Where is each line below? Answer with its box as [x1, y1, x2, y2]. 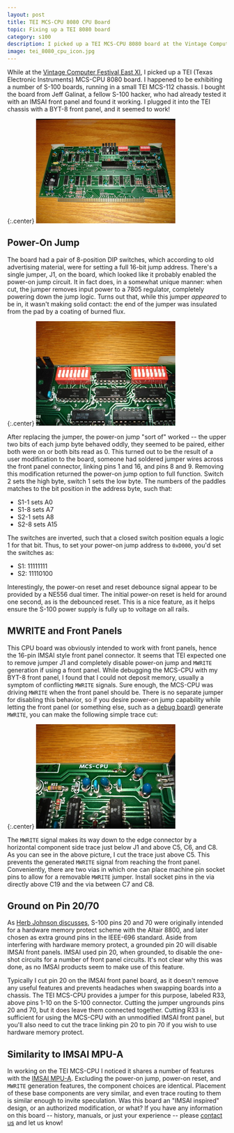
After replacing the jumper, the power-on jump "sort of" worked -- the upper [7, 432, 226, 441]
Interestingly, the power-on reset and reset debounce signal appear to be [7, 582, 217, 591]
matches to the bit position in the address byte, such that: [7, 484, 173, 492]
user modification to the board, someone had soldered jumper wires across [7, 455, 224, 463]
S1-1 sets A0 [17, 498, 54, 506]
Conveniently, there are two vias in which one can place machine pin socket [7, 865, 225, 873]
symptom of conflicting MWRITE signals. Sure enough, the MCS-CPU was [7, 680, 214, 689]
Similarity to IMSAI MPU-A [7, 1048, 124, 1060]
